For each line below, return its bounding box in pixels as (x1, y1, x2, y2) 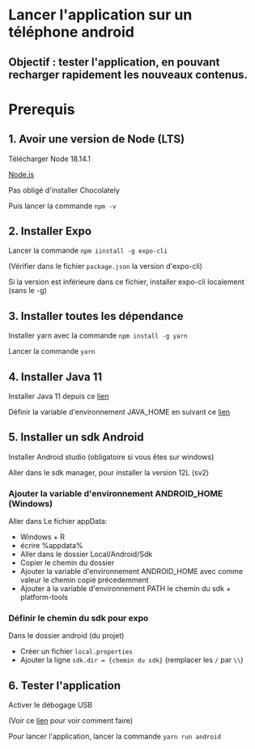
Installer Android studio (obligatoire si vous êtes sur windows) (8, 452, 215, 462)
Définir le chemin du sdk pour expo (8, 613, 149, 624)
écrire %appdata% (19, 541, 83, 551)
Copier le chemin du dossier (19, 558, 115, 568)
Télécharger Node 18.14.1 (8, 154, 91, 164)
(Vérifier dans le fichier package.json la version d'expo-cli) (8, 262, 202, 271)
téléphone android (8, 23, 135, 41)
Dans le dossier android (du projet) (8, 631, 125, 640)
